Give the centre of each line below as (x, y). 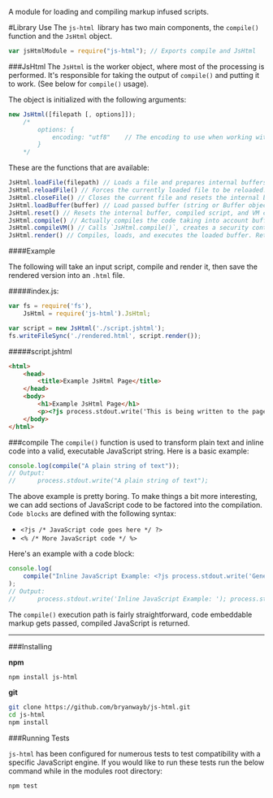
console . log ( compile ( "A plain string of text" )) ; (94, 466)
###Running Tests (39, 738)
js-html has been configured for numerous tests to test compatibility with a (134, 754)
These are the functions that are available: (79, 168)
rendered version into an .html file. (67, 275)
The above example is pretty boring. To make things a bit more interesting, (133, 497)
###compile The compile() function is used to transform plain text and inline (136, 442)
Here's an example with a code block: (71, 554)
